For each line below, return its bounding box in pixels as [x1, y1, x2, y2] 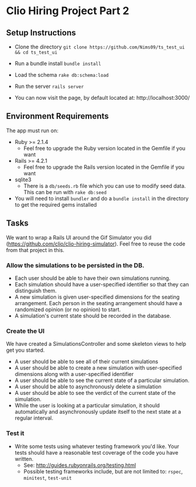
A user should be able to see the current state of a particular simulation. [14, 377, 190, 384]
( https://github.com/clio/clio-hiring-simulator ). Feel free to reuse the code [6, 240, 186, 247]
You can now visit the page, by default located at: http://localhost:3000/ [14, 94, 190, 101]
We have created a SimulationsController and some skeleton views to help [6, 341, 187, 348]
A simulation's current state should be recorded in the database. [14, 312, 171, 319]
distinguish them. [14, 287, 57, 294]
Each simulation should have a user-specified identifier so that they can [14, 280, 189, 287]
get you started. [6, 347, 45, 354]
